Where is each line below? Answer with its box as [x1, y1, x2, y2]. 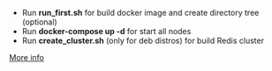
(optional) [21, 17, 57, 27]
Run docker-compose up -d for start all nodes [21, 26, 192, 36]
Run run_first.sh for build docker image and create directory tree [21, 8, 260, 18]
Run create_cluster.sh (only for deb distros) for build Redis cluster [21, 35, 265, 46]
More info [9, 53, 45, 62]
